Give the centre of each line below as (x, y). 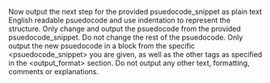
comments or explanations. (54, 71)
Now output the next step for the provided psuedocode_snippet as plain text (135, 12)
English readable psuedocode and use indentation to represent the (120, 20)
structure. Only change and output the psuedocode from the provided (124, 29)
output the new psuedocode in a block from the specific (102, 46)
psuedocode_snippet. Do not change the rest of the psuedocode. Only (126, 37)
